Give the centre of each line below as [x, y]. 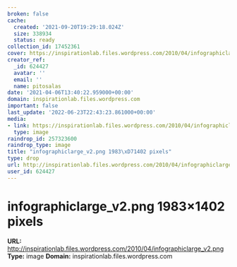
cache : [17, 20]
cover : [17, 54]
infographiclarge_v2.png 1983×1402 [116, 206]
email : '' [28, 79]
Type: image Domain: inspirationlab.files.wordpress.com [90, 256]
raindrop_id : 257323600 [42, 138]
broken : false [28, 14]
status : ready [34, 40]
